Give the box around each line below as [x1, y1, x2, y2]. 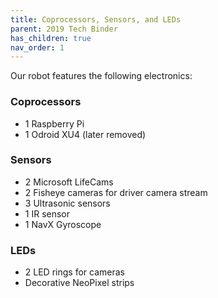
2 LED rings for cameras [24, 266, 125, 278]
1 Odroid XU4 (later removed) [24, 128, 147, 140]
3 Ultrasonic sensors [24, 197, 111, 209]
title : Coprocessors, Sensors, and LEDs [10, 14, 182, 25]
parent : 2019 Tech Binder [10, 24, 118, 34]
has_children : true [10, 33, 92, 43]
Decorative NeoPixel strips [24, 277, 135, 289]
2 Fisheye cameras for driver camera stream [24, 186, 208, 198]
